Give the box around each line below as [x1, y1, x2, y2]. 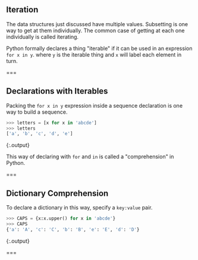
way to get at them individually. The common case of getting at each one [6, 27, 185, 34]
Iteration [6, 5, 39, 15]
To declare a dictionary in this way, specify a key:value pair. [6, 204, 153, 211]
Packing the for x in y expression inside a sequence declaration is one [6, 102, 183, 109]
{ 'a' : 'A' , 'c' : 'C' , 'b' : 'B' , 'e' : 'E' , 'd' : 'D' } [6, 226, 140, 233]
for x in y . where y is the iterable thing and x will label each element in [6, 51, 182, 58]
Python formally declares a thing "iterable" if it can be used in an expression [6, 45, 193, 52]
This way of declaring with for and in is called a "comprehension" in [6, 153, 174, 160]
